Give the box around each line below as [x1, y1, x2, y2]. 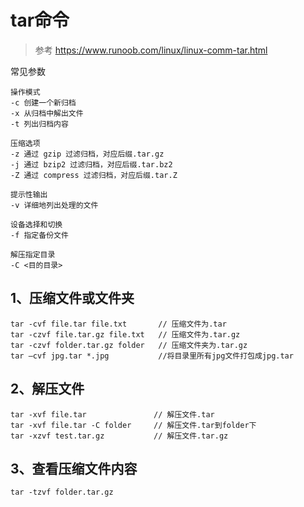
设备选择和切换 [10, 219, 63, 230]
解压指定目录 [10, 249, 56, 260]
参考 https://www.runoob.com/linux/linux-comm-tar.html [34, 44, 268, 56]
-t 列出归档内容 [10, 119, 69, 129]
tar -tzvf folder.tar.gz [10, 487, 114, 498]
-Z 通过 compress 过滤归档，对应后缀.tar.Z [10, 170, 178, 180]
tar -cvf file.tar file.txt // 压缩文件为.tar [10, 319, 227, 329]
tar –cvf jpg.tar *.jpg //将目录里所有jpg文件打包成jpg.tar [10, 351, 294, 361]
